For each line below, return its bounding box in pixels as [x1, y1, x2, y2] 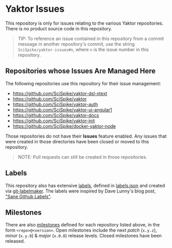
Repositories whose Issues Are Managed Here [5, 67, 156, 75]
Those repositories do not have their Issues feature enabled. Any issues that [5, 133, 167, 139]
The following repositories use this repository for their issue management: [5, 80, 161, 86]
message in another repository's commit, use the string [17, 41, 135, 47]
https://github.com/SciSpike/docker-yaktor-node [12, 123, 116, 129]
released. [5, 238, 25, 244]
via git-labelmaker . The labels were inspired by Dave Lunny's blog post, [5, 188, 156, 194]
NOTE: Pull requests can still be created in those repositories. [17, 154, 147, 160]
